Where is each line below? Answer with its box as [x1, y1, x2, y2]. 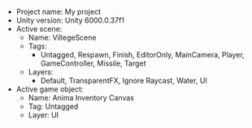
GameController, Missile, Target [40, 58, 146, 68]
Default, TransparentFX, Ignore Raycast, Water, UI [40, 76, 207, 85]
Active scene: [15, 24, 63, 33]
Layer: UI [28, 110, 59, 120]
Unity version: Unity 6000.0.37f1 [15, 15, 124, 25]
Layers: [28, 67, 54, 76]
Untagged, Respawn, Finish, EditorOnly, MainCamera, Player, [40, 50, 245, 59]
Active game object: [15, 84, 84, 94]
